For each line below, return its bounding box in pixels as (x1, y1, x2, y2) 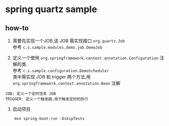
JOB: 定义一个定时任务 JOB (5, 91, 56, 96)
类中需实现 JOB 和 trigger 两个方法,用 (12, 74, 91, 79)
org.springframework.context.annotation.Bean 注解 (12, 80, 120, 86)
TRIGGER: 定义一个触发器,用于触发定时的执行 (5, 97, 89, 102)
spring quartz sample (5, 4, 97, 15)
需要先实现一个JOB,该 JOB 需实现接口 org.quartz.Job (12, 38, 125, 44)
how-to (5, 24, 29, 32)
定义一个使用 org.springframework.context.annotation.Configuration (12, 55, 158, 61)
